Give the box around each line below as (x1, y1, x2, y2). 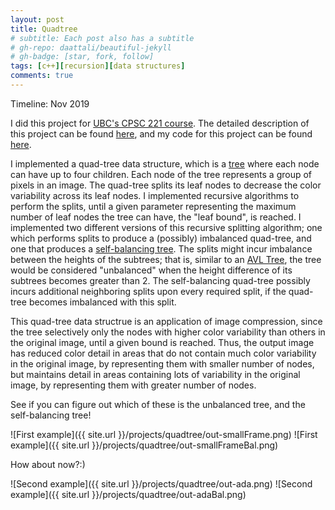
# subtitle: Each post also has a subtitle (10, 33, 195, 43)
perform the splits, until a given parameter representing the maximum (10, 200, 297, 212)
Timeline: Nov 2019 (10, 97, 90, 110)
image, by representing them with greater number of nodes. (10, 379, 257, 391)
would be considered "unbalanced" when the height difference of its (10, 264, 293, 276)
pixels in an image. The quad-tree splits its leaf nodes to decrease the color (10, 179, 322, 191)
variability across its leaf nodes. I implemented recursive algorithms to (10, 189, 300, 201)
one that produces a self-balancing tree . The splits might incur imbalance (10, 242, 313, 255)
